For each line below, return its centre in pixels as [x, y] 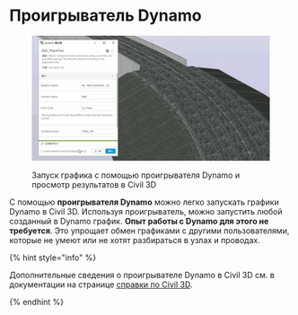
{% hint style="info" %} [53, 258]
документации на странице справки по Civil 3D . [101, 284]
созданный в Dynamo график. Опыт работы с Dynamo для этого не [139, 221]
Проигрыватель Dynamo [105, 16]
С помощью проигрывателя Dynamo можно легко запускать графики [145, 202]
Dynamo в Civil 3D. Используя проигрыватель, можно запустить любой [146, 211]
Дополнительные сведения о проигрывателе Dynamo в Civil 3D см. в [142, 275]
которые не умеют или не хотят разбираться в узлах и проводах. [135, 240]
